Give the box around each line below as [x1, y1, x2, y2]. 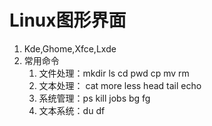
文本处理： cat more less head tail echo [38, 79, 202, 91]
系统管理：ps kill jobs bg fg [38, 92, 151, 104]
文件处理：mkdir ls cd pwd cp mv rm [38, 67, 190, 79]
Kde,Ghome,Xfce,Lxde [23, 42, 117, 55]
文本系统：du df [38, 104, 106, 116]
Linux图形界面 [9, 9, 127, 32]
